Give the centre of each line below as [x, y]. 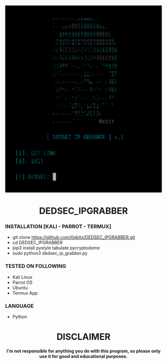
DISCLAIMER [83, 337]
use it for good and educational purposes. [83, 356]
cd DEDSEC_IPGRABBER [38, 243]
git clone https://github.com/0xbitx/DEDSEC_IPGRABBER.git [74, 237]
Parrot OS [22, 282]
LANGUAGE [19, 306]
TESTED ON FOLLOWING [36, 266]
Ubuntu [20, 288]
